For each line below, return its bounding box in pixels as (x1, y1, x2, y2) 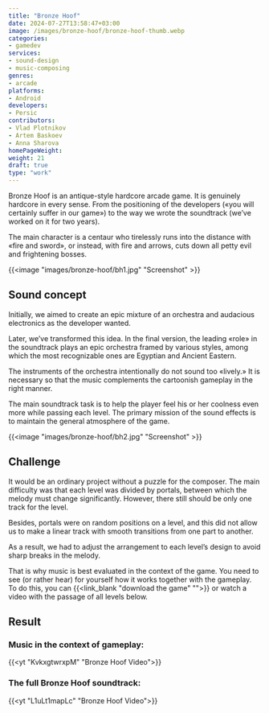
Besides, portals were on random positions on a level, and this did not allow (8, 517, 259, 527)
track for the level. (8, 502, 69, 512)
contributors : (8, 117, 56, 125)
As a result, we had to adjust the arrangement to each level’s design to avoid (8, 542, 261, 551)
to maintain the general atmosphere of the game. (8, 416, 170, 426)
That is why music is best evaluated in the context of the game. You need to (8, 566, 259, 575)
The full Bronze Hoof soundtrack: (8, 678, 141, 689)
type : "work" (8, 169, 52, 177)
